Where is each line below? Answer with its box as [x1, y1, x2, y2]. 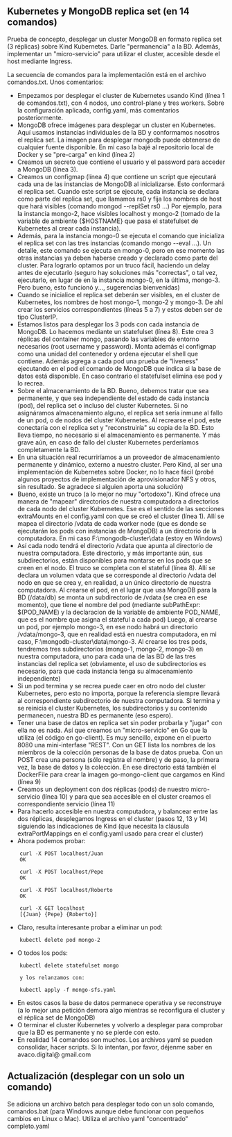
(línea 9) [17, 777, 42, 786]
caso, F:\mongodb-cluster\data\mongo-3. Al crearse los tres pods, [17, 637, 208, 645]
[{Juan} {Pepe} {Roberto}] [19, 911, 98, 918]
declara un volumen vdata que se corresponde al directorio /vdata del [17, 571, 217, 579]
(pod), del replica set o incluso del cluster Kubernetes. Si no [17, 401, 188, 409]
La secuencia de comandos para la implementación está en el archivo [7, 70, 206, 78]
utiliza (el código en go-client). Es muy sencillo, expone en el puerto [17, 733, 212, 742]
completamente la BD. [17, 445, 81, 454]
